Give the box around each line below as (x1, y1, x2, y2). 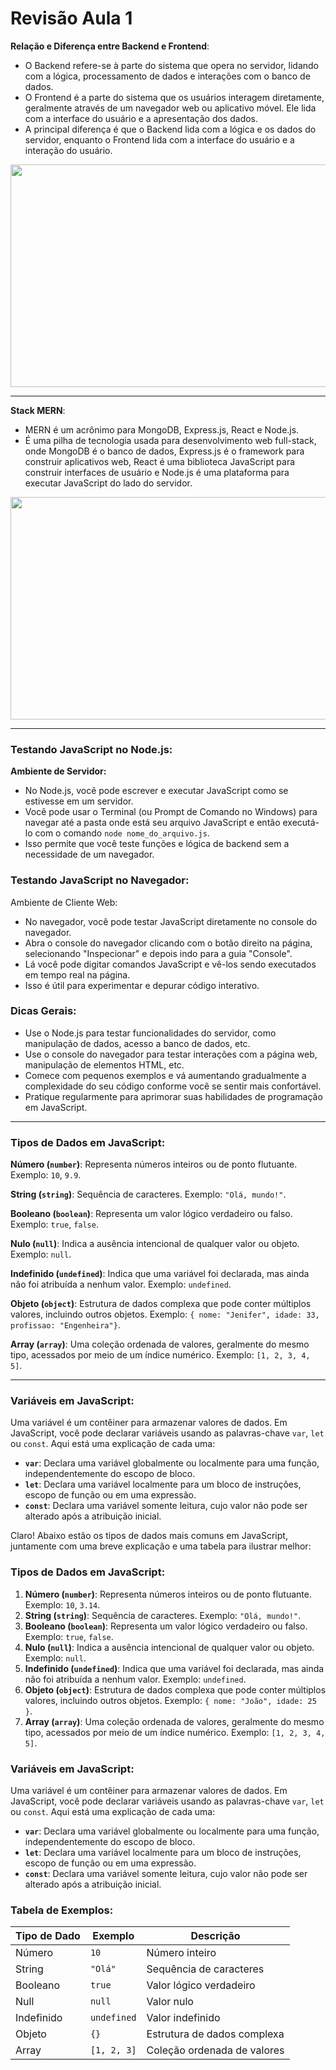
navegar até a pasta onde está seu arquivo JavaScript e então (24, 817, 281, 829)
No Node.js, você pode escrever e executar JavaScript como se (24, 785, 289, 797)
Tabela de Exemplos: (10, 1903, 114, 1917)
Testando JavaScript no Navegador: (10, 873, 190, 887)
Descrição (190, 1929, 241, 1943)
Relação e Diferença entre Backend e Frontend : (10, 40, 210, 52)
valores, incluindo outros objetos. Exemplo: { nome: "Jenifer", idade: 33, (10, 1308, 320, 1321)
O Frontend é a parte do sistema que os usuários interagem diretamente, (24, 91, 325, 103)
